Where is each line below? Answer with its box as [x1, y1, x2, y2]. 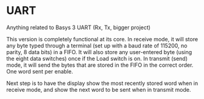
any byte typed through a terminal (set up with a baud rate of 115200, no [6, 42, 188, 49]
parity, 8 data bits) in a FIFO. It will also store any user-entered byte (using [6, 48, 192, 55]
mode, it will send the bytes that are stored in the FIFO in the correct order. [6, 61, 194, 69]
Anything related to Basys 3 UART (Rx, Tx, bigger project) [6, 24, 151, 31]
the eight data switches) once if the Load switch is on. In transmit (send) [6, 55, 188, 62]
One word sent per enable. [6, 67, 73, 75]
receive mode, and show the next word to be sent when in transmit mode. [6, 86, 191, 93]
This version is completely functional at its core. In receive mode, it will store [6, 35, 199, 43]
